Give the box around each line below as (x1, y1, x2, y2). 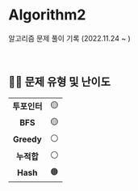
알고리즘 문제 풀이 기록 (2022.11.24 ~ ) (8, 33, 131, 43)
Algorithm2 (8, 6, 86, 24)
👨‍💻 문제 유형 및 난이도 (8, 75, 111, 89)
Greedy (12, 134, 42, 145)
